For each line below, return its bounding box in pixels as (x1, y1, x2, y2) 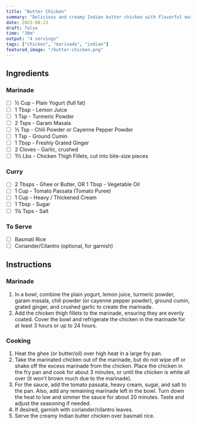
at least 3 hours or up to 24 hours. (14, 322, 97, 329)
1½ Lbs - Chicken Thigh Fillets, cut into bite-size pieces (14, 152, 148, 159)
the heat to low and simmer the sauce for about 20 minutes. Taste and (14, 394, 185, 401)
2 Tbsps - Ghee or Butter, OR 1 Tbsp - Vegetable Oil (14, 181, 140, 188)
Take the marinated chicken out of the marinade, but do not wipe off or (14, 356, 186, 363)
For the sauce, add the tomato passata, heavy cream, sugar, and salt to (14, 381, 186, 388)
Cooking (6, 336, 31, 345)
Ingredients (6, 69, 49, 79)
